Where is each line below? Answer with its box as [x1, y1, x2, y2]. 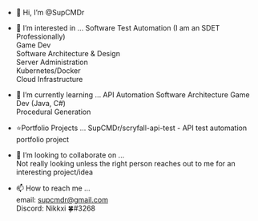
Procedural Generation [15, 107, 91, 117]
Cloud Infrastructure [15, 75, 83, 84]
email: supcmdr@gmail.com [15, 195, 108, 204]
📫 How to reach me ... [15, 183, 91, 193]
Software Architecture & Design [15, 49, 120, 58]
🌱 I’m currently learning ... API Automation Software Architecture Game [15, 90, 250, 100]
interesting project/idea [15, 167, 94, 177]
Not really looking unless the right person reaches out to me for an [15, 159, 236, 168]
